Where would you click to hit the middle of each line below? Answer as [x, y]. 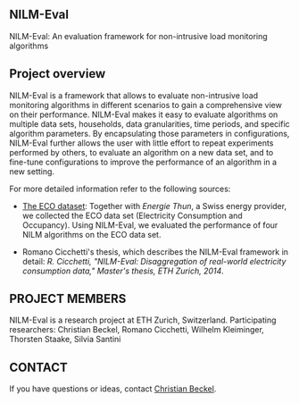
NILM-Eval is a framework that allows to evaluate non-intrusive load [134, 95]
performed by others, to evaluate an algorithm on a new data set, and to [141, 152]
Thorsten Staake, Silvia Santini [65, 340]
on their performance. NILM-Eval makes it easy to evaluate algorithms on [144, 114]
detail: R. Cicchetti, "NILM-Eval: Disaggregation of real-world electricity [154, 261]
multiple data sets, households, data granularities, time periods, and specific [149, 123]
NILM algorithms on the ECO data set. [91, 234]
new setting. [32, 171]
